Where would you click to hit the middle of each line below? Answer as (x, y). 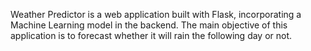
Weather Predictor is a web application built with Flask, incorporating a (156, 14)
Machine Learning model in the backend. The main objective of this (149, 25)
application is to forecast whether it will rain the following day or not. (151, 35)
